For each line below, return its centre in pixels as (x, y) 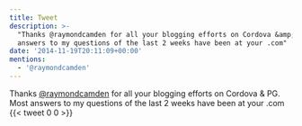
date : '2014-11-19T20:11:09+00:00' (76, 51)
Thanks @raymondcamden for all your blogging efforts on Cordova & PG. (145, 93)
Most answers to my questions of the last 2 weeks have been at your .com (147, 103)
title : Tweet (34, 18)
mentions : (28, 59)
